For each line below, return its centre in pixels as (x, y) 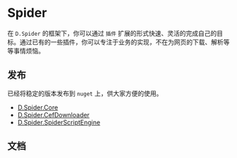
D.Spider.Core (38, 107)
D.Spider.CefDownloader (54, 114)
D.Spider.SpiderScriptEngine (59, 122)
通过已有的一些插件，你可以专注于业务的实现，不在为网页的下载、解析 (121, 42)
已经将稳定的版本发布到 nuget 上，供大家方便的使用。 (85, 93)
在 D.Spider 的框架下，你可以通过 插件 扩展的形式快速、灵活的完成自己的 (112, 33)
